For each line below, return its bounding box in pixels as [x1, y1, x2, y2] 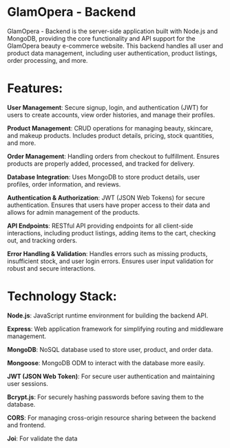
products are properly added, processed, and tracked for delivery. [7, 159, 195, 168]
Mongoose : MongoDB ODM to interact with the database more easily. [7, 358, 205, 367]
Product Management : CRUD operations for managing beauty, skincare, [7, 124, 213, 132]
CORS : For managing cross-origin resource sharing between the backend [7, 413, 216, 422]
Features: [7, 81, 63, 97]
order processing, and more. [7, 56, 88, 64]
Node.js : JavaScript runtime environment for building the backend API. [7, 311, 209, 320]
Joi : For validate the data [7, 434, 78, 442]
